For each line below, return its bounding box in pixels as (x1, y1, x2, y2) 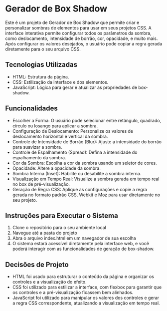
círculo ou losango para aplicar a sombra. (12, 123, 98, 129)
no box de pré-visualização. (12, 181, 70, 187)
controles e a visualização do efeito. (12, 279, 87, 285)
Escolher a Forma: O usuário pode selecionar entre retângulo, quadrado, (12, 117, 162, 123)
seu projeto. (12, 197, 37, 203)
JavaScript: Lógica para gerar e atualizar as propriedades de (12, 84, 138, 90)
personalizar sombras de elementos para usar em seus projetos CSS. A (5, 24, 152, 30)
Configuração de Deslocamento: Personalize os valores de (12, 128, 134, 134)
